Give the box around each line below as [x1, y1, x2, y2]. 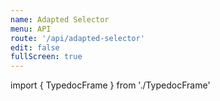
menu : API [10, 24, 52, 34]
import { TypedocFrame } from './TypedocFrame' [10, 79, 211, 91]
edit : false [10, 42, 60, 53]
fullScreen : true [10, 52, 83, 62]
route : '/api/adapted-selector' [10, 33, 145, 43]
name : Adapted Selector [10, 14, 110, 25]
